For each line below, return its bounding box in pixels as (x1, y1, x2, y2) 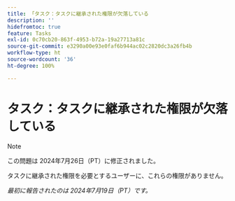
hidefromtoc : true (7, 23, 61, 30)
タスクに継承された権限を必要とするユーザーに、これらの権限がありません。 (7, 171, 227, 179)
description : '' (7, 17, 55, 24)
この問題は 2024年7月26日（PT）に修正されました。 (7, 156, 159, 165)
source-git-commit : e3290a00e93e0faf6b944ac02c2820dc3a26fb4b (7, 43, 192, 50)
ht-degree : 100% (7, 62, 55, 69)
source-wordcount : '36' (7, 56, 77, 63)
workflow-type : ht (7, 50, 61, 57)
